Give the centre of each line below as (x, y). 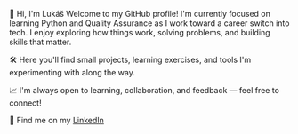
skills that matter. (40, 42)
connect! (25, 103)
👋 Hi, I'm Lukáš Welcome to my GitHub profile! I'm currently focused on (140, 14)
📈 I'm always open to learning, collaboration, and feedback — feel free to (145, 90)
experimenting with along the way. (72, 72)
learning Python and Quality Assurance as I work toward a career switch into (149, 23)
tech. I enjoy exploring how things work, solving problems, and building (140, 32)
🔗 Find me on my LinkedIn (57, 120)
